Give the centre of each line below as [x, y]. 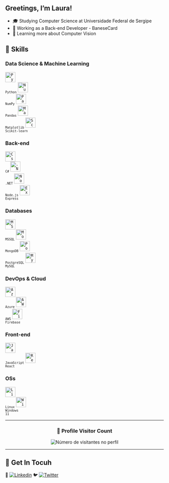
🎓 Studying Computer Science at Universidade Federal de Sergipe [82, 21]
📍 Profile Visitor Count [84, 431]
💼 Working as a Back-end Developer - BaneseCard [65, 28]
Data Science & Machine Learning [47, 64]
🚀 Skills [17, 49]
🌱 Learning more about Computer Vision [54, 33]
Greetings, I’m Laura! [39, 8]
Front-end [18, 334]
